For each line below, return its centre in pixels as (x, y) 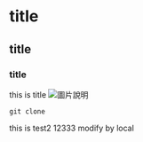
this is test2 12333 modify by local (72, 128)
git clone (28, 111)
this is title (28, 94)
